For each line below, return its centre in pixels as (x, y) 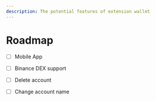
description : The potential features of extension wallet (78, 11)
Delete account (33, 80)
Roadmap (30, 40)
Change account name (42, 92)
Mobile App (28, 57)
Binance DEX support (40, 68)
